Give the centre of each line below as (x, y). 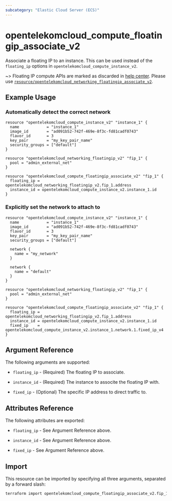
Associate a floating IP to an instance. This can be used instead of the (79, 60)
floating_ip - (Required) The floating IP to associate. (69, 372)
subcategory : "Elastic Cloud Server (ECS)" (52, 10)
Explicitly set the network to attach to (53, 207)
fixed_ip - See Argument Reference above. (59, 450)
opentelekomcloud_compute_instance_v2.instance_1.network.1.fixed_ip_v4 (84, 330)
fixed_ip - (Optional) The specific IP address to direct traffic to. (80, 392)
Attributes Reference (39, 408)
